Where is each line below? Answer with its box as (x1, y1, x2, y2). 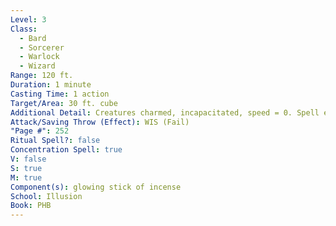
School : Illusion (10, 191, 83, 201)
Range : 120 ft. (10, 71, 74, 81)
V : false (10, 154, 47, 164)
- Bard (19, 33, 47, 43)
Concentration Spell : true (10, 145, 123, 155)
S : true (10, 163, 43, 173)
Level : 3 (10, 14, 47, 25)
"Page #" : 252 (10, 126, 70, 136)
